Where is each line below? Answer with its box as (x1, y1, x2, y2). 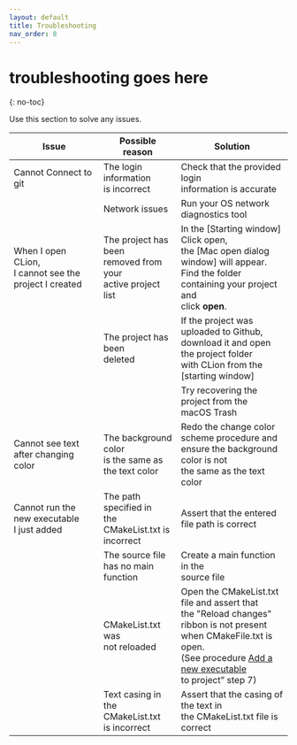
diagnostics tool (180, 209, 247, 221)
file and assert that (180, 596, 259, 609)
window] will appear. (180, 256, 268, 268)
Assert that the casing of (180, 688, 284, 701)
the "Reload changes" (180, 608, 272, 620)
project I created (13, 278, 82, 290)
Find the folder (180, 267, 242, 280)
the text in (180, 700, 223, 712)
